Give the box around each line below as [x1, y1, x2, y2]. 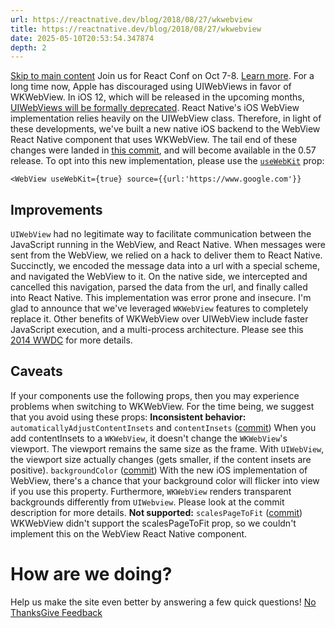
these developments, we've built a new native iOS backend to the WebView [10, 123, 321, 135]
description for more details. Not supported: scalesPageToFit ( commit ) [10, 506, 303, 518]
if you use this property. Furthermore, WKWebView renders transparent [10, 485, 292, 497]
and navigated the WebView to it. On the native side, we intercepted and [10, 271, 308, 283]
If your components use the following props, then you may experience [10, 389, 300, 401]
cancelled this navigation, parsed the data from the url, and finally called [10, 281, 308, 293]
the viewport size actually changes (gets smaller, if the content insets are [10, 453, 312, 465]
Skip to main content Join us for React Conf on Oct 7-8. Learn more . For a [10, 70, 315, 82]
